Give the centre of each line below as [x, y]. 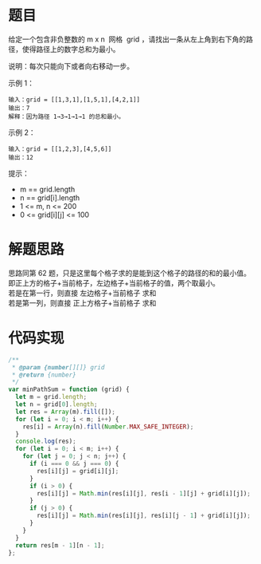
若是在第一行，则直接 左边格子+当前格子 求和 [82, 293]
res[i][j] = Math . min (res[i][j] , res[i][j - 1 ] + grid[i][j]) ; [144, 516]
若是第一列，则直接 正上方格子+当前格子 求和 [82, 302]
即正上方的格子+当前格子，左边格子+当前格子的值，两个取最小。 [114, 282]
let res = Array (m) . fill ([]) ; [65, 412]
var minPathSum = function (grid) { [69, 390]
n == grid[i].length [50, 197]
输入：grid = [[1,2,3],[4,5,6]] [60, 149]
